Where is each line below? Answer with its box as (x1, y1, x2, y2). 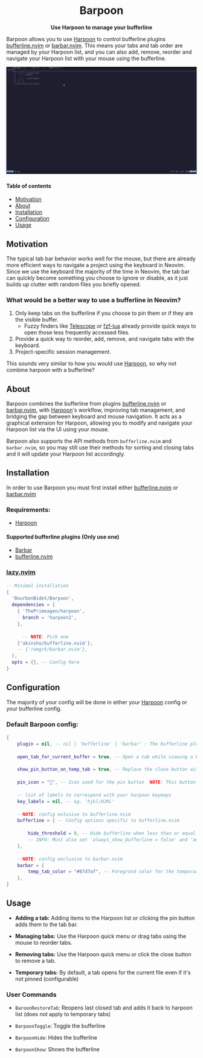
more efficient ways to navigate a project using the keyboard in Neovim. (6, 261, 185, 268)
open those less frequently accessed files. (24, 329, 130, 336)
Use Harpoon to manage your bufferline (50, 24, 153, 31)
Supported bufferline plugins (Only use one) (6, 533, 120, 540)
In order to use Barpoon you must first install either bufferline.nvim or (6, 484, 178, 491)
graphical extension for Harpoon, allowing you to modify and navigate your (6, 419, 193, 427)
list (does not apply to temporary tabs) (14, 1011, 111, 1018)
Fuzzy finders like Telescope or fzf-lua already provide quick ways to (24, 322, 196, 330)
